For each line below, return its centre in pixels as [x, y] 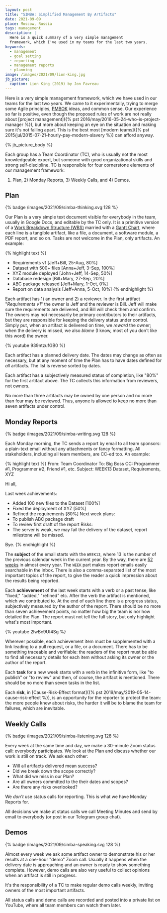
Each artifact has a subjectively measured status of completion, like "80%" [82, 375]
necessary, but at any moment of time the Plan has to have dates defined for [83, 360]
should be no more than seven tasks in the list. [53, 683]
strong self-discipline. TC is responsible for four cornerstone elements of [80, 165]
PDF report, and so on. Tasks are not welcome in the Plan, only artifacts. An [83, 238]
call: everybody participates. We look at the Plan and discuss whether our [81, 751]
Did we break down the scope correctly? [54, 771]
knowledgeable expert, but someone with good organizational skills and [79, 159]
